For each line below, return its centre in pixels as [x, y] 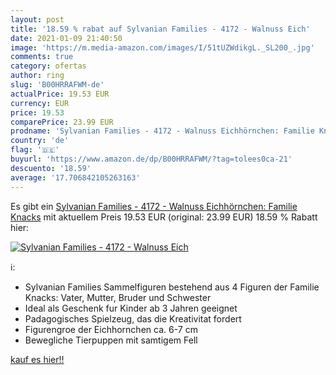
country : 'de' [40, 141]
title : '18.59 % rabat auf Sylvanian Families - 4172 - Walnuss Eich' [160, 29]
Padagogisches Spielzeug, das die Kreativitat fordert [133, 318]
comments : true [42, 57]
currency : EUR [40, 103]
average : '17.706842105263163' [75, 177]
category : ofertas [48, 66]
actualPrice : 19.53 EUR [60, 94]
